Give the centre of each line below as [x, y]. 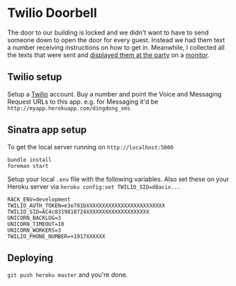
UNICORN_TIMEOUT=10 [36, 224]
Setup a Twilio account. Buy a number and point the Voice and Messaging [114, 94]
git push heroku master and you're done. [68, 275]
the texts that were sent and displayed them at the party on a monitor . [108, 55]
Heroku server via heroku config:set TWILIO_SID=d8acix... [94, 186]
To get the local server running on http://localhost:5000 [91, 147]
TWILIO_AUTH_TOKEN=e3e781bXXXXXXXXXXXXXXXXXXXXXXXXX [86, 206]
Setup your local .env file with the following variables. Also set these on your [118, 179]
